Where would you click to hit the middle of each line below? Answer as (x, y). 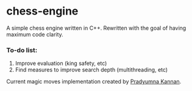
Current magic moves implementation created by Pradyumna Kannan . (94, 82)
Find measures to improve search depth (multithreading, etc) (91, 70)
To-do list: (22, 50)
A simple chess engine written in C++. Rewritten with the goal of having (96, 28)
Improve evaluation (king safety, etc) (61, 63)
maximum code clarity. (35, 34)
